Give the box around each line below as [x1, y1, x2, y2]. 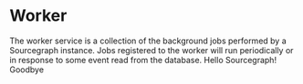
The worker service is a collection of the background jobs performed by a [9, 35, 287, 46]
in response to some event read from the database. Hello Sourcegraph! [9, 54, 277, 65]
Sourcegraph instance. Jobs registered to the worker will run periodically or [9, 44, 294, 55]
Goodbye [9, 64, 44, 75]
